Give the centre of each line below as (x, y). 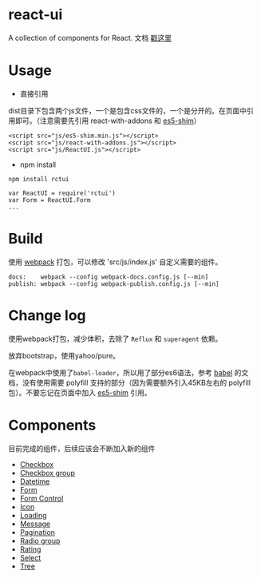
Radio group (40, 540)
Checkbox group (47, 473)
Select (30, 557)
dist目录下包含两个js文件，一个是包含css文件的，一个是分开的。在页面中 (128, 110)
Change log (47, 315)
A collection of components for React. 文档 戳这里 (90, 38)
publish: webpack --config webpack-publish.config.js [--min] (114, 284)
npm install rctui (39, 179)
